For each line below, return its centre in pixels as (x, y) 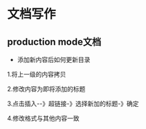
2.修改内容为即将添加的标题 (46, 89)
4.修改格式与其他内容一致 (43, 118)
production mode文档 (54, 42)
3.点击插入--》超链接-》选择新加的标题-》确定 (73, 103)
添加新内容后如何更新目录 (54, 60)
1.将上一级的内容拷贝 (37, 74)
